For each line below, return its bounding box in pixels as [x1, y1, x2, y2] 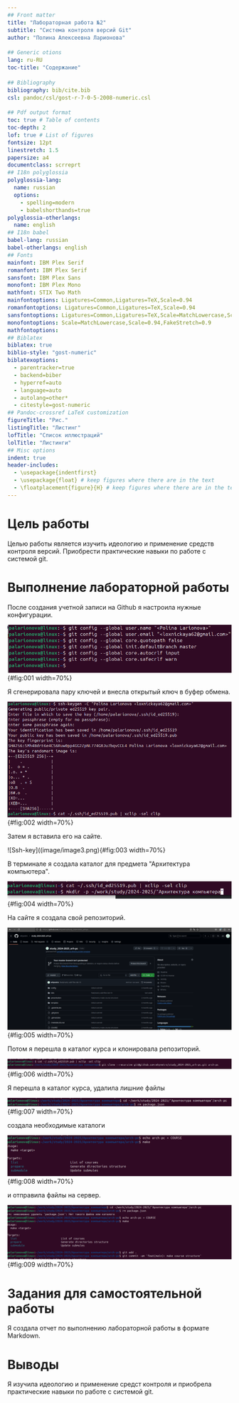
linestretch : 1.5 [7, 147, 59, 154]
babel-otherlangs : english [7, 244, 87, 251]
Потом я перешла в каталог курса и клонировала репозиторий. [7, 1044, 201, 1053]
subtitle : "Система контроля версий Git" [7, 26, 132, 33]
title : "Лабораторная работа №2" [7, 18, 107, 26]
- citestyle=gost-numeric [14, 402, 91, 409]
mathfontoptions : [7, 327, 59, 334]
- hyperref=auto [14, 379, 62, 386]
